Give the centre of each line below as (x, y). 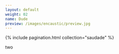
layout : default (22, 10)
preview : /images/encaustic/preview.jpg (48, 24)
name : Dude (16, 19)
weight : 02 (16, 14)
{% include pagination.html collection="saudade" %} (59, 38)
